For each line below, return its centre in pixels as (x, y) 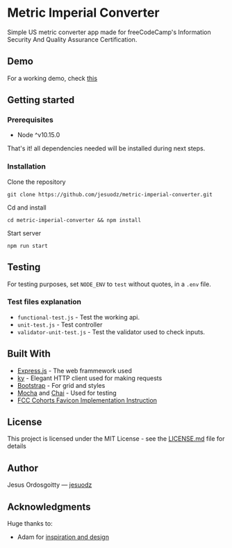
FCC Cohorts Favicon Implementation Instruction (87, 400)
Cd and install (27, 208)
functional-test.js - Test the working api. (78, 317)
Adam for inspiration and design (63, 537)
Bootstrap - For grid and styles (61, 385)
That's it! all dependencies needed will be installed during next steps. (106, 148)
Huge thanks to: (30, 524)
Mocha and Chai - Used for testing (67, 393)
